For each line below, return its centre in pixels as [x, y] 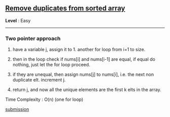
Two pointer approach [33, 38]
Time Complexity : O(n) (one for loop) [44, 100]
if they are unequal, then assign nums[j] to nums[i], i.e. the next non [83, 74]
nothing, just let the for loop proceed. [51, 65]
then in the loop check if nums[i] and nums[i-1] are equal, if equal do [84, 59]
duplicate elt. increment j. [39, 80]
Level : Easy [18, 20]
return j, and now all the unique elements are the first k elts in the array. [87, 90]
